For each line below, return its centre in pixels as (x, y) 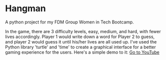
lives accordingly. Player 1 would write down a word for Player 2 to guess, (80, 37)
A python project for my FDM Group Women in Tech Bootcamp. (70, 22)
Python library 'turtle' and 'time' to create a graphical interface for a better (81, 47)
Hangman (25, 9)
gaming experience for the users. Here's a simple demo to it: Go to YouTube (82, 52)
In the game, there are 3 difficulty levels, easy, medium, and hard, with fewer (83, 31)
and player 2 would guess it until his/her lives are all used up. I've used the (81, 41)
